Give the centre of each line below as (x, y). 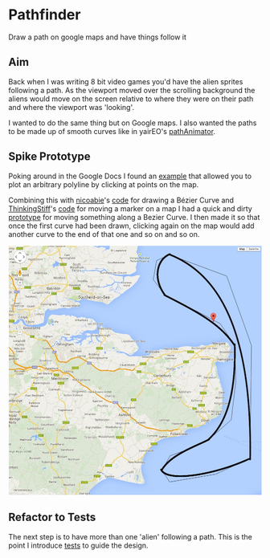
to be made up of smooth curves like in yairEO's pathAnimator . (112, 131)
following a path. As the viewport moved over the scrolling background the (132, 90)
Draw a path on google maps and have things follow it (98, 37)
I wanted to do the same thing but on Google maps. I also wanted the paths (133, 123)
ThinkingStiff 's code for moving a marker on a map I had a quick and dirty (131, 208)
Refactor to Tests (52, 517)
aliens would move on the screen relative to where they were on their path (131, 99)
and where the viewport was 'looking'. (72, 107)
